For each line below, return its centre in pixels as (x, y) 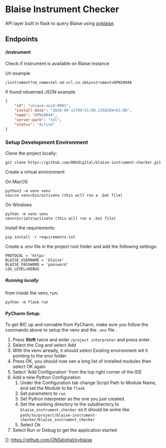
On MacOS (17, 182)
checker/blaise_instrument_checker (57, 420)
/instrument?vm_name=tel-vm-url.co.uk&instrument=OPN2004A (69, 82)
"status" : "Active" (35, 124)
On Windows (18, 205)
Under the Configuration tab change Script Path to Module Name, (88, 383)
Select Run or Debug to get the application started (65, 430)
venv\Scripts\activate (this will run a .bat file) (61, 218)
